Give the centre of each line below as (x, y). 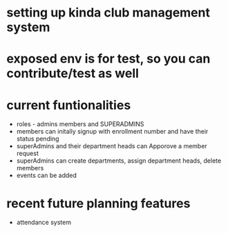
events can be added (47, 175)
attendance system (44, 223)
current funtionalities (69, 105)
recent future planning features (98, 203)
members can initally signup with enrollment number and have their (112, 132)
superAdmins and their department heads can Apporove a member (112, 146)
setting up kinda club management (108, 13)
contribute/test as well (73, 73)
